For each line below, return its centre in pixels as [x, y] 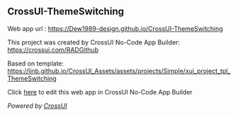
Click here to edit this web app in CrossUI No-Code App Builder [100, 92]
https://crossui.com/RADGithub [53, 49]
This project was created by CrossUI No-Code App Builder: [94, 42]
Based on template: [36, 63]
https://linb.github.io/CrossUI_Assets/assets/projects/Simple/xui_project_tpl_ [119, 70]
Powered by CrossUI [37, 106]
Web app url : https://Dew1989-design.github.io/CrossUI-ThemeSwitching [115, 28]
